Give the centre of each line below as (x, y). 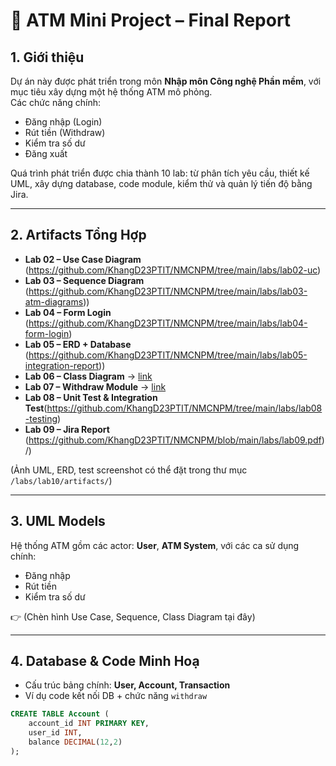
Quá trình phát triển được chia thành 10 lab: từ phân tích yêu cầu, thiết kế (160, 173)
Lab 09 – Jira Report (67, 429)
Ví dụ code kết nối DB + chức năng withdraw (116, 696)
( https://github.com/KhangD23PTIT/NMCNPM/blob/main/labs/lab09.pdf (173, 440)
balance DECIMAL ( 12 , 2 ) (75, 742)
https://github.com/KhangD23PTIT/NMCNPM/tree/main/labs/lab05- (168, 355)
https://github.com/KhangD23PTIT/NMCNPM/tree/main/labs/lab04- (168, 323)
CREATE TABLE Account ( (60, 714)
